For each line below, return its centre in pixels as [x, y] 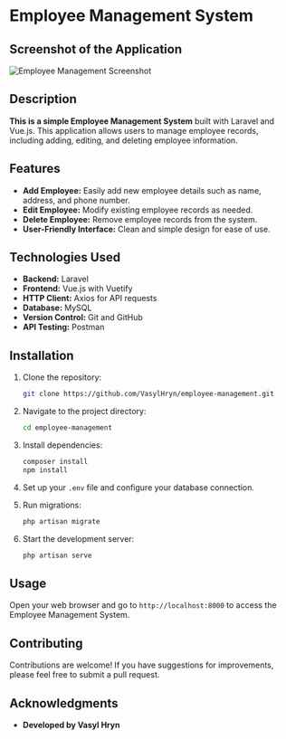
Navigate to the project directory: [84, 412]
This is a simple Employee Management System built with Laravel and [142, 121]
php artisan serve [57, 555]
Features [35, 169]
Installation [42, 355]
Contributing [46, 643]
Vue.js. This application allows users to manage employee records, [134, 130]
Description [43, 99]
